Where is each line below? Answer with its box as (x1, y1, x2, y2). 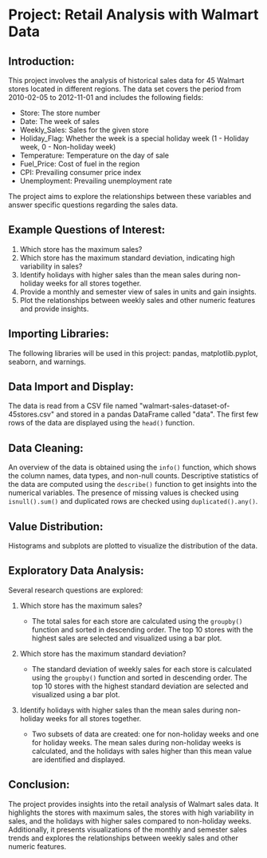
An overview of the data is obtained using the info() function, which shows (8, 462, 257, 473)
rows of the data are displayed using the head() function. (8, 418, 195, 428)
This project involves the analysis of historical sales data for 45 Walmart (8, 76, 245, 85)
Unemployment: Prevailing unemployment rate (19, 176, 173, 186)
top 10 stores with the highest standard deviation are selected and (31, 681, 249, 691)
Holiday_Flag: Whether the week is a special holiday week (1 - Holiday (19, 134, 249, 143)
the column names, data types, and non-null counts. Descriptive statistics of (8, 471, 259, 481)
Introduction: (8, 54, 75, 68)
